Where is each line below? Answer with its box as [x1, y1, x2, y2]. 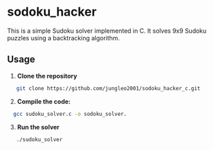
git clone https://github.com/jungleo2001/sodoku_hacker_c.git [16, 85, 201, 92]
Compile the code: [16, 97, 71, 106]
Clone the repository [16, 72, 77, 80]
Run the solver [16, 123, 60, 131]
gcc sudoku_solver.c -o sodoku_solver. [13, 110, 127, 117]
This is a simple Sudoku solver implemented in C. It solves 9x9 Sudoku [7, 27, 207, 35]
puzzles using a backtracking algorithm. [7, 33, 120, 42]
